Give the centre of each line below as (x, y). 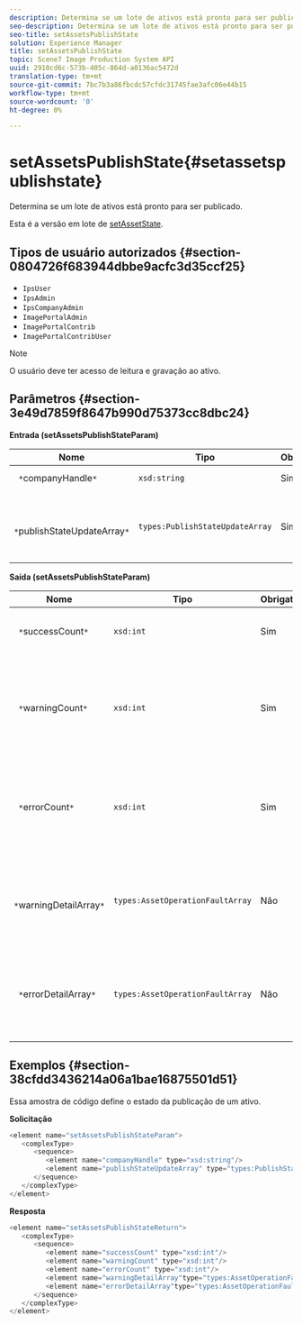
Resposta (27, 1211)
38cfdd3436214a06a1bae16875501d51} (124, 1079)
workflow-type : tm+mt (50, 93)
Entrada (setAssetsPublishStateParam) (84, 434)
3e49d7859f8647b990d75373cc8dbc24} (129, 413)
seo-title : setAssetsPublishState (74, 34)
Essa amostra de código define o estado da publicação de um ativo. (135, 1101)
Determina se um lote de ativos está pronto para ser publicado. (126, 206)
